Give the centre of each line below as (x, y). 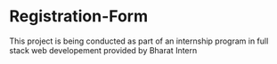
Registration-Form (79, 16)
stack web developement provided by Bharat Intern (103, 50)
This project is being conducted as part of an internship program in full (139, 41)
